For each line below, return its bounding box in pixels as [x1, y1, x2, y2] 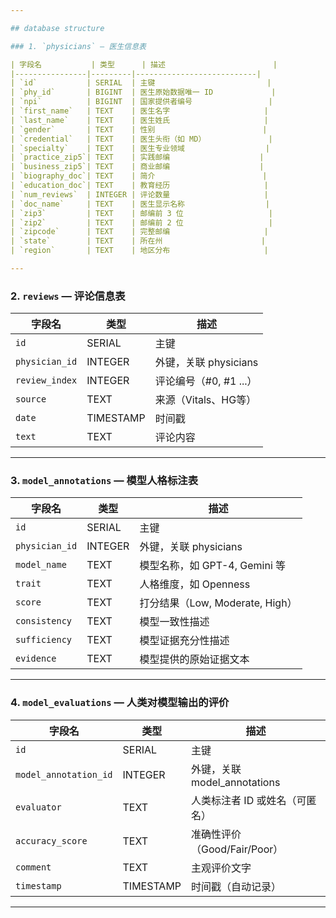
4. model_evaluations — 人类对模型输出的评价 [10, 696, 230, 710]
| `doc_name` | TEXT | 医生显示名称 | [10, 199, 270, 209]
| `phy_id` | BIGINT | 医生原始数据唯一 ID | [10, 87, 277, 98]
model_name [15, 559, 67, 571]
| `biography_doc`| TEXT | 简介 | [10, 171, 268, 181]
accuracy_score [15, 835, 88, 846]
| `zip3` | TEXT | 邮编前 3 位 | [10, 208, 273, 218]
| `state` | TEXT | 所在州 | [10, 236, 266, 246]
